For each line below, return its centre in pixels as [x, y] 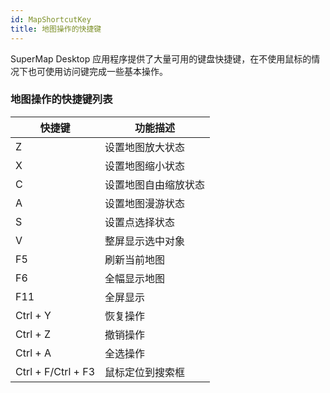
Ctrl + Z [33, 334]
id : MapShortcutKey [51, 19]
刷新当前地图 [135, 259]
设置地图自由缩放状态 [155, 184]
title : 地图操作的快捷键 [56, 29]
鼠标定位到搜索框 [145, 372]
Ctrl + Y [33, 315]
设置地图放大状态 [145, 147]
